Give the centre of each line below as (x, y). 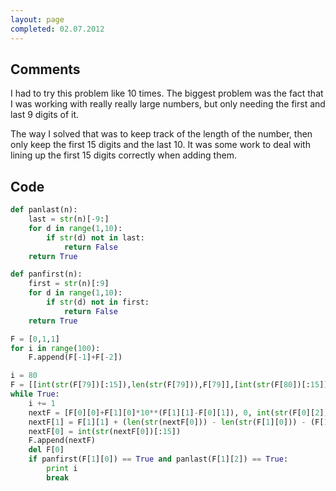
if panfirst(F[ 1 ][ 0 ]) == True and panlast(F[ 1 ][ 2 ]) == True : (158, 459)
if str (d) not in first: (98, 302)
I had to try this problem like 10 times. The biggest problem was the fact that (167, 93)
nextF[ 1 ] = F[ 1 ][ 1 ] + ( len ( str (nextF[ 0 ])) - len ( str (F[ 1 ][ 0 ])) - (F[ (176, 422)
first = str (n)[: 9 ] (69, 284)
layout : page (37, 19)
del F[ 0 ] (46, 450)
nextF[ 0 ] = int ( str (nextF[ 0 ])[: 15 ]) (105, 431)
